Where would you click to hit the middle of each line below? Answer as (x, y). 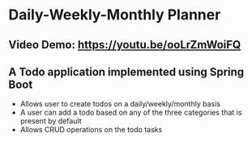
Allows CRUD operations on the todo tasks (91, 130)
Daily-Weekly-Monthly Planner (115, 15)
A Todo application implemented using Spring (126, 71)
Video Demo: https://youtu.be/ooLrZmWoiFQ (125, 45)
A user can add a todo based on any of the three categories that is (131, 113)
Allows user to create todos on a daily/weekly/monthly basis (120, 104)
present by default (51, 121)
